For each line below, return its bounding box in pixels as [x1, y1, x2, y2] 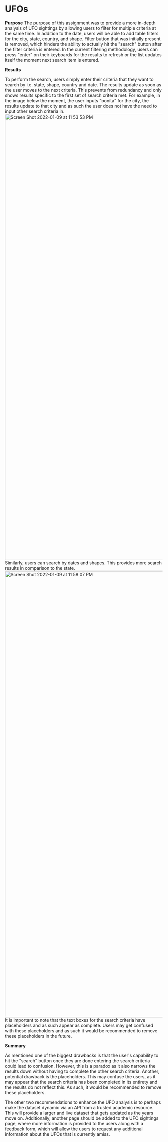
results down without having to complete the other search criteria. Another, [5, 1068, 160, 1074]
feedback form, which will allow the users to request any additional [5, 1126, 143, 1132]
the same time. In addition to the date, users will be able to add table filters [5, 30, 159, 36]
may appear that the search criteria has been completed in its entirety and [5, 1079, 158, 1085]
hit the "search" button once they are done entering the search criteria [5, 1057, 150, 1064]
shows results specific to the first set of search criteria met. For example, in [5, 92, 161, 98]
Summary [5, 1042, 26, 1049]
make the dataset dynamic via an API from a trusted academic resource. [5, 1104, 154, 1110]
